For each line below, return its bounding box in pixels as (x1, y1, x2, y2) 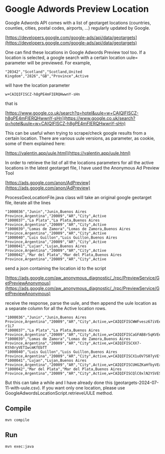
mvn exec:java (5, 444, 34, 449)
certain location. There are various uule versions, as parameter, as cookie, (5, 135, 155, 141)
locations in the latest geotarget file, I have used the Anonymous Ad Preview (5, 165, 160, 171)
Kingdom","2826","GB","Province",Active (5, 73, 89, 78)
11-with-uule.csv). (5, 384, 41, 390)
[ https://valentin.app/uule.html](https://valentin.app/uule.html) (5, 150, 131, 156)
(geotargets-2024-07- (113, 380, 159, 385)
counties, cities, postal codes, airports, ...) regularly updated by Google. (5, 25, 151, 31)
